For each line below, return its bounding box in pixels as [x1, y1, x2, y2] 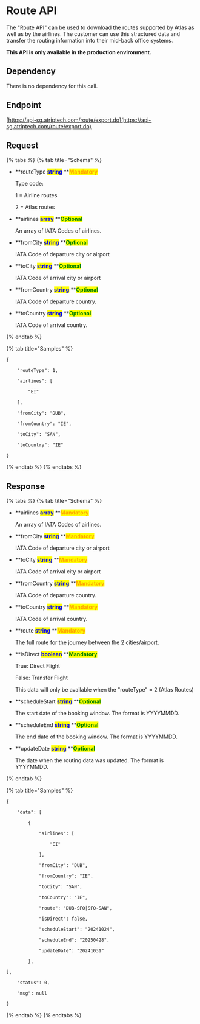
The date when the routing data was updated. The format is [15, 757, 164, 764]
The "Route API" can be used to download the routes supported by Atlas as [6, 24, 195, 31]
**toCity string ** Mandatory [15, 556, 88, 564]
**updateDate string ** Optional [15, 745, 96, 752]
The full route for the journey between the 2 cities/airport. [15, 639, 159, 646]
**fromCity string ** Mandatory [15, 533, 95, 540]
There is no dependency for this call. [6, 82, 98, 89]
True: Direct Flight [15, 662, 61, 670]
